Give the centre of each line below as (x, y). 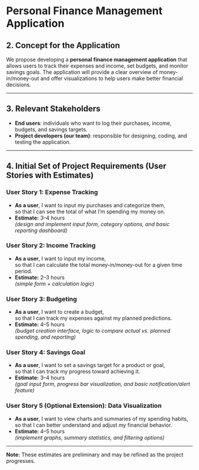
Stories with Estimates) (50, 176)
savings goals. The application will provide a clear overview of (82, 72)
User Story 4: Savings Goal (46, 352)
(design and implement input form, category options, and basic (92, 224)
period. (23, 271)
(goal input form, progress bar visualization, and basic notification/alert (102, 384)
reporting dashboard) (41, 230)
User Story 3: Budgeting (41, 299)
